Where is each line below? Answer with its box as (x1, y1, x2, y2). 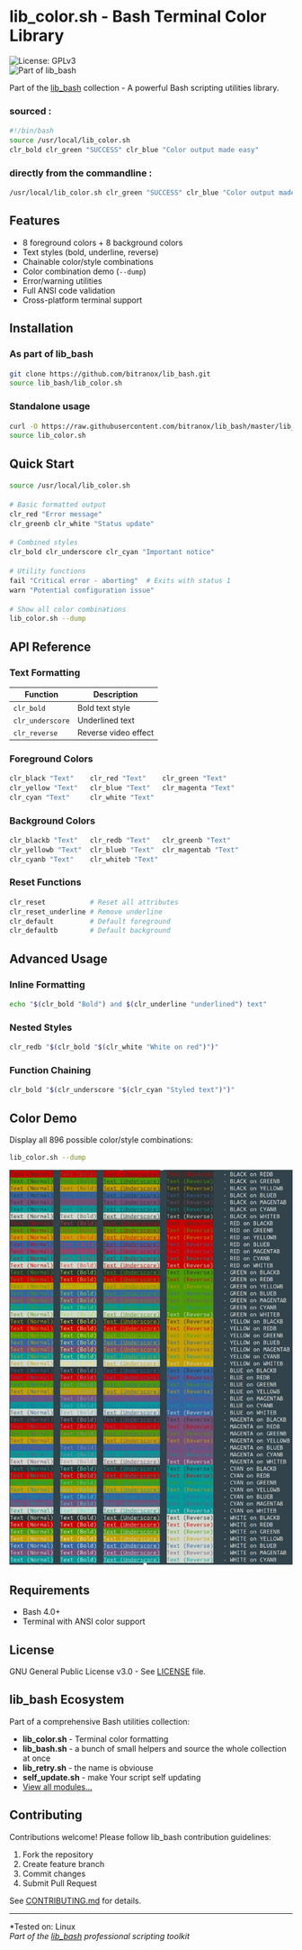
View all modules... (22, 1781, 93, 1792)
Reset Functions (9, 876, 82, 888)
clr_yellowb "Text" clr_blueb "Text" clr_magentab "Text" (9, 845, 240, 854)
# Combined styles (9, 538, 78, 547)
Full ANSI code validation (22, 285, 116, 296)
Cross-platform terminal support (22, 295, 143, 305)
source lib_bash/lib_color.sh (9, 378, 123, 388)
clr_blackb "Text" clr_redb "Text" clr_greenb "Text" (9, 835, 231, 844)
